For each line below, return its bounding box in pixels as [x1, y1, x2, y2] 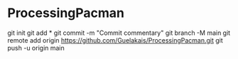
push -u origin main [7, 43, 65, 52]
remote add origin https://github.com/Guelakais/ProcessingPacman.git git [7, 36, 224, 44]
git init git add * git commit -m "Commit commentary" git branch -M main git [7, 28, 231, 37]
